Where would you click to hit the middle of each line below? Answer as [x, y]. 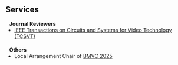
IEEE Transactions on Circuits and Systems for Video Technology [93, 30]
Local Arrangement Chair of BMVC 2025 [63, 56]
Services [22, 10]
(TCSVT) [25, 36]
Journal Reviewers [33, 23]
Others [18, 50]
